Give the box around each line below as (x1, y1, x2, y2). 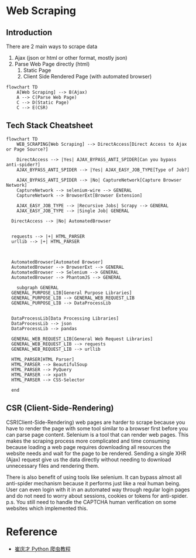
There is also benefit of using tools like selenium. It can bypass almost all (6, 473, 183, 481)
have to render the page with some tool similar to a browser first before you (6, 425, 188, 432)
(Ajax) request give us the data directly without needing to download (6, 456, 171, 463)
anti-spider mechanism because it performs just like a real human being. (6, 480, 181, 487)
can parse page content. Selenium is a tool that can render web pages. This (6, 431, 189, 438)
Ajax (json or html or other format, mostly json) (14, 54, 128, 61)
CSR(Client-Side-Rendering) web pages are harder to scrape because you (6, 419, 185, 426)
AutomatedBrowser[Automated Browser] (11, 259, 104, 265)
